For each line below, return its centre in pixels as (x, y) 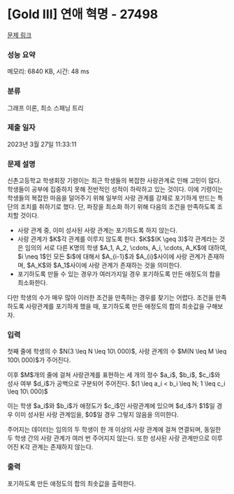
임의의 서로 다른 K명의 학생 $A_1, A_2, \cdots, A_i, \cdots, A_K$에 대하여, (126, 248)
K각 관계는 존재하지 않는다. (57, 447)
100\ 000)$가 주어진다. (39, 360)
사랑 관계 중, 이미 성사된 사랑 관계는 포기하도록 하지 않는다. (97, 231)
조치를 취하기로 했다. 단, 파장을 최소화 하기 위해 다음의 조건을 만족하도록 (118, 207)
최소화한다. (32, 283)
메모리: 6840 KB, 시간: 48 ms (48, 71)
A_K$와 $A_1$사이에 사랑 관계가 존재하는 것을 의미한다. (106, 266)
